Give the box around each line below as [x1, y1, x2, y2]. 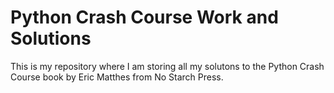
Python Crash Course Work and [10, 6, 279, 29]
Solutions [10, 27, 92, 50]
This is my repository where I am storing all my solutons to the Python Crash [10, 60, 325, 72]
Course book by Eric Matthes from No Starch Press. [10, 71, 224, 83]
